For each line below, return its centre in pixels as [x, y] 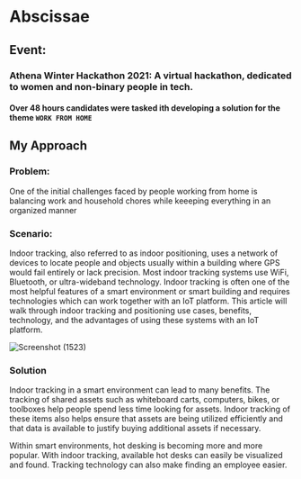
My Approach [49, 146]
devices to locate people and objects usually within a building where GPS [145, 263]
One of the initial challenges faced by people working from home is [133, 191]
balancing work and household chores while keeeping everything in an [140, 201]
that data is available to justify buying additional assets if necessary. [135, 429]
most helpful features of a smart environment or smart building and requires [150, 292]
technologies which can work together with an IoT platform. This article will [148, 301]
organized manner [43, 210]
